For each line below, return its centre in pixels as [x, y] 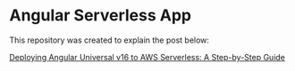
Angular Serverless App [101, 16]
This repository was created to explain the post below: [110, 40]
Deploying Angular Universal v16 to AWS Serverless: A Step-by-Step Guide [147, 57]
